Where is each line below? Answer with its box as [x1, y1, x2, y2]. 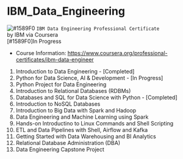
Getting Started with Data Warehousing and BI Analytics [15, 133, 156, 140]
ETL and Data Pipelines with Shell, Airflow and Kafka [15, 126, 148, 133]
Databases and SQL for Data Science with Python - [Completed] [15, 94, 178, 101]
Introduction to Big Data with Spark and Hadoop [15, 106, 137, 114]
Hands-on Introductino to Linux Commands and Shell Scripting [15, 119, 174, 127]
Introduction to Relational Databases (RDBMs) [15, 87, 131, 94]
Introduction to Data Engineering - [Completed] [15, 67, 135, 75]
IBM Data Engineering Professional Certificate [36, 26, 160, 32]
